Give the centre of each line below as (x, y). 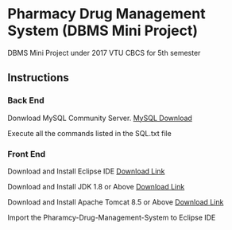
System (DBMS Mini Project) (102, 31)
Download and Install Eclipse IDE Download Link (86, 171)
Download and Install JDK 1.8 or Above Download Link (96, 186)
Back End (26, 100)
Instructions (38, 78)
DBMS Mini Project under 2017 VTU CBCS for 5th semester (104, 53)
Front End (27, 154)
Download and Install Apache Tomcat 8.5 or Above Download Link (116, 202)
